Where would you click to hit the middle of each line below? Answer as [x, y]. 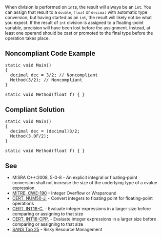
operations [23, 204]
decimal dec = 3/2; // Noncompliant [54, 75]
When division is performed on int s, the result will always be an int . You [78, 7]
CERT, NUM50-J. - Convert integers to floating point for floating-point [82, 198]
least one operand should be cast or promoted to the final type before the [79, 33]
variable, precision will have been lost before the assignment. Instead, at [78, 28]
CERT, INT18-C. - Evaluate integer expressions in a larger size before [81, 209]
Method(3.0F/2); [30, 136]
